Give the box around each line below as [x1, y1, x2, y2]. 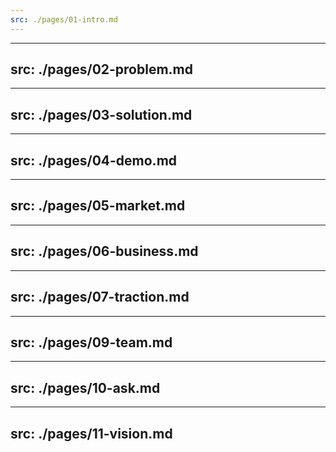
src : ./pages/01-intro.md [10, 14, 118, 25]
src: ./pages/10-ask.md [10, 379, 161, 396]
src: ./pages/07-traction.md [10, 289, 190, 306]
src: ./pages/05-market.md [10, 197, 186, 215]
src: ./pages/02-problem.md [10, 61, 194, 78]
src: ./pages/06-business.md [10, 243, 199, 260]
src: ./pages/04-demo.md [10, 152, 178, 169]
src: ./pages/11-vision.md [10, 425, 173, 442]
